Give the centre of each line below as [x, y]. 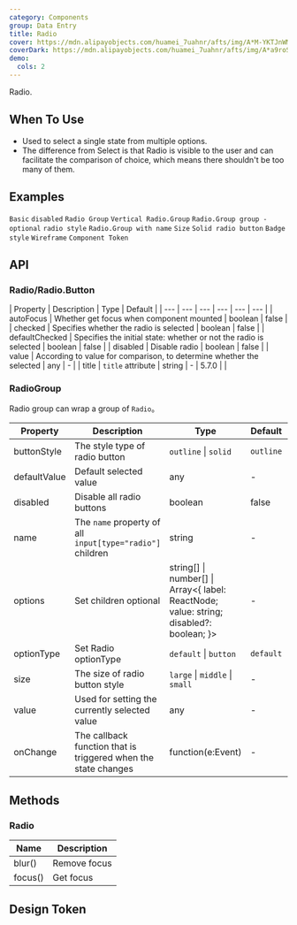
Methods [34, 800]
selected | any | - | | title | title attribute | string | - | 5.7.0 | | [118, 366]
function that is [106, 746]
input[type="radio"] [118, 543]
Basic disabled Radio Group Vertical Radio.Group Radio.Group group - [138, 219]
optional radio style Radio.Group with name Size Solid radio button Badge [147, 228]
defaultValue [40, 477]
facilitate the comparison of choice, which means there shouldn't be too [153, 159]
